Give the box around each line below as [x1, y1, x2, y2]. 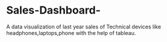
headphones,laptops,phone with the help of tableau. [6, 29, 136, 36]
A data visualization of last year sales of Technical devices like [6, 23, 162, 30]
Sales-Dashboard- [6, 4, 101, 17]
